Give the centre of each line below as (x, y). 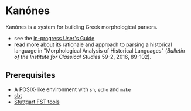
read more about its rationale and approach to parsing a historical (93, 44)
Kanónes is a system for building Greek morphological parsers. (81, 27)
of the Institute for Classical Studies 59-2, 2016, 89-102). (83, 57)
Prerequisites (30, 75)
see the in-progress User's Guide (54, 38)
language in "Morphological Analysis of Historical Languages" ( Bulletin (99, 50)
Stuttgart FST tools (37, 102)
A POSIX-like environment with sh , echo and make (72, 89)
